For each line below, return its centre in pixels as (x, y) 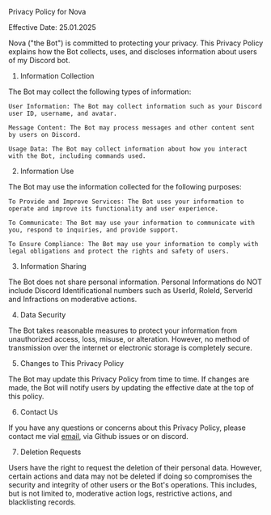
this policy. (26, 396)
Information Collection (57, 76)
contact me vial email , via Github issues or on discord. (98, 436)
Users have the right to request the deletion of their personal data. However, (135, 468)
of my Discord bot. (39, 60)
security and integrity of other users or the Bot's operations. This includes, (133, 485)
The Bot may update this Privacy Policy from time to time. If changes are (129, 379)
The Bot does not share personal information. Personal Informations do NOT (135, 282)
